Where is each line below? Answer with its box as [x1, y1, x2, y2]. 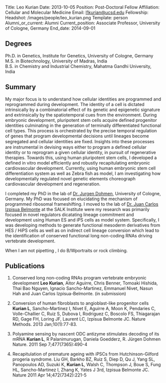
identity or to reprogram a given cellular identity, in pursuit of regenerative [5, 149, 156, 155]
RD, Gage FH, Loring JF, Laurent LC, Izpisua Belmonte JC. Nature [12, 316, 146, 322]
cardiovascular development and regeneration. [5, 181, 101, 187]
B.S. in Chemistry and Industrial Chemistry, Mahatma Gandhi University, [5, 63, 152, 69]
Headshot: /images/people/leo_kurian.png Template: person [5, 15, 128, 20]
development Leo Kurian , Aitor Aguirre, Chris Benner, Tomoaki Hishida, [12, 280, 158, 286]
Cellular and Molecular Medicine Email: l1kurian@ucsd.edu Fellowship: [5, 9, 149, 15]
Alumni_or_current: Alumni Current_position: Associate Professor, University [5, 20, 161, 26]
